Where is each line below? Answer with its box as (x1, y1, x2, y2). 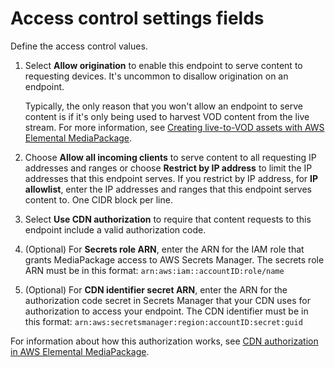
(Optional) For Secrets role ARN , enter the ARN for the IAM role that (24, 243, 305, 255)
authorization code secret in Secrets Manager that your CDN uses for (24, 294, 311, 306)
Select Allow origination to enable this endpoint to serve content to (24, 59, 303, 71)
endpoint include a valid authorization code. (24, 223, 207, 236)
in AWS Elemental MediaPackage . (10, 345, 150, 357)
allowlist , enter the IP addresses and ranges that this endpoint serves (24, 183, 312, 195)
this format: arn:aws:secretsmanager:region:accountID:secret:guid (24, 315, 303, 327)
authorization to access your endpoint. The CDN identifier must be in (24, 305, 309, 317)
